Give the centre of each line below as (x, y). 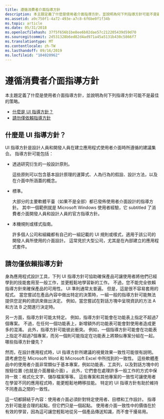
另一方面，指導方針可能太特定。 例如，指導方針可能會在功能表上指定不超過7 (82, 317)
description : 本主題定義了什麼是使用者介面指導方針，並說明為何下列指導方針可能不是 (81, 14)
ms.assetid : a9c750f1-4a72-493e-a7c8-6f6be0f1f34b (58, 19)
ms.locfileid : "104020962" (32, 55)
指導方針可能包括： (34, 154)
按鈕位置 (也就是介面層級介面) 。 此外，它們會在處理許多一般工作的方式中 (79, 371)
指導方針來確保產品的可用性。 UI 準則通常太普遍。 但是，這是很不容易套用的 (82, 288)
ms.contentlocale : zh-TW (30, 46)
